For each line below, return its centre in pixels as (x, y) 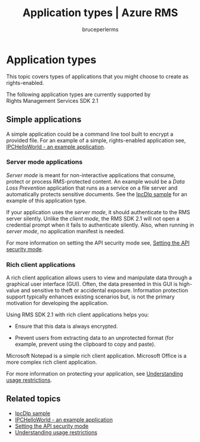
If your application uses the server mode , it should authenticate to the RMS (98, 212)
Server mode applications (44, 162)
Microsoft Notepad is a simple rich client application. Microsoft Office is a (96, 356)
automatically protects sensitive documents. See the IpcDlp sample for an (97, 194)
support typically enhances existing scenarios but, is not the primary (90, 297)
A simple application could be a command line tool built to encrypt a (90, 134)
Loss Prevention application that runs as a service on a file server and (92, 188)
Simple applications (44, 120)
